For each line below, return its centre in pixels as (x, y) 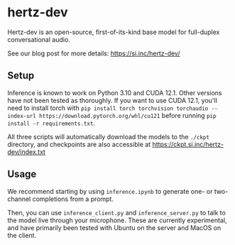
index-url (22, 116)
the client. (22, 235)
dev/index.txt (27, 152)
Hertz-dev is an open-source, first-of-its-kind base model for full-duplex (114, 32)
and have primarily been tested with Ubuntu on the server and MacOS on (114, 227)
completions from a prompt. (73, 199)
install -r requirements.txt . (51, 123)
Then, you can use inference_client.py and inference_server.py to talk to (116, 212)
